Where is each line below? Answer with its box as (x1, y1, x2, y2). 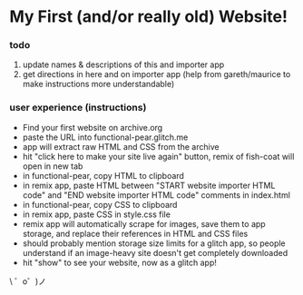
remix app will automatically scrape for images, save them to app (22, 218, 266, 229)
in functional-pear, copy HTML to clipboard (22, 170, 184, 181)
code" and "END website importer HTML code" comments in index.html (22, 189, 290, 201)
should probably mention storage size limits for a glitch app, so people (22, 238, 286, 249)
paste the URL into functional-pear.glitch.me (22, 132, 189, 143)
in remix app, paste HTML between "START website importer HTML (22, 180, 276, 191)
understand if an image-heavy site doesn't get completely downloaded (22, 247, 288, 258)
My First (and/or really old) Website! (9, 6, 288, 27)
